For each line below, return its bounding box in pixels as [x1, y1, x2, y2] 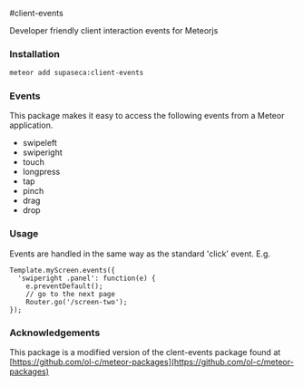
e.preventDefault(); [25, 281, 103, 291]
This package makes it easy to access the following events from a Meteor [9, 111, 285, 121]
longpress [22, 167, 61, 178]
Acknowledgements [9, 326, 101, 339]
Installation [9, 47, 61, 60]
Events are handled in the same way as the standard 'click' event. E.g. [9, 248, 270, 259]
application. [9, 120, 54, 130]
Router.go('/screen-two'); [25, 297, 128, 306]
